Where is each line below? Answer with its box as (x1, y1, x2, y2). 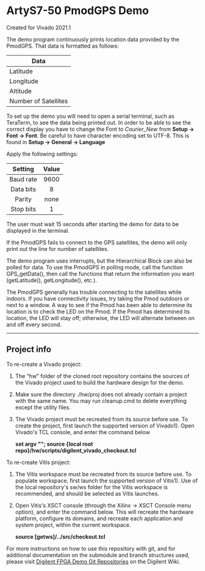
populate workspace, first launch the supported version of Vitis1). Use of (15, 477, 198, 484)
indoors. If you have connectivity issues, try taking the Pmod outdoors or (6, 294, 190, 302)
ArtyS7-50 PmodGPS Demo (6, 4, 149, 18)
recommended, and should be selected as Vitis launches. (15, 490, 160, 497)
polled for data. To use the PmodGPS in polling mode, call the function (6, 263, 183, 271)
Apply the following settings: (6, 150, 78, 158)
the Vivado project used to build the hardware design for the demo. (15, 379, 184, 386)
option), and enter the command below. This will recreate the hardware (15, 508, 194, 515)
